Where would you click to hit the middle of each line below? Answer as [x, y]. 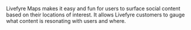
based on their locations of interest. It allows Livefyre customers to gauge [95, 15]
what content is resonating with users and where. [66, 21]
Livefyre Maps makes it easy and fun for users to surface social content [93, 9]
